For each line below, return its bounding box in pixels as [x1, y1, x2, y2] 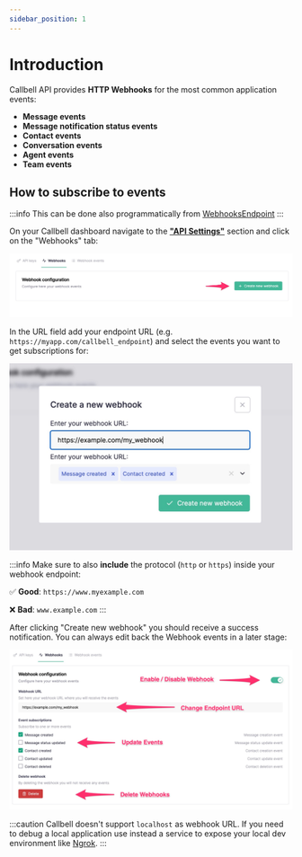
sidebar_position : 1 [9, 14, 87, 23]
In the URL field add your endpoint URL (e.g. [9, 326, 173, 337]
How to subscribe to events [9, 184, 166, 199]
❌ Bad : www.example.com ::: [9, 604, 107, 614]
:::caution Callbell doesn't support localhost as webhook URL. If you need [9, 818, 284, 830]
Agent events [22, 149, 75, 160]
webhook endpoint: [9, 569, 81, 579]
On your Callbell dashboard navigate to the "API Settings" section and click [9, 225, 290, 237]
